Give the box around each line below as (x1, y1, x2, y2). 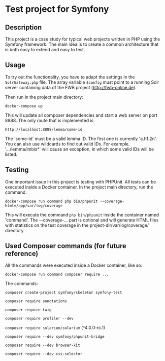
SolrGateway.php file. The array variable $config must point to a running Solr (5, 79, 159, 85)
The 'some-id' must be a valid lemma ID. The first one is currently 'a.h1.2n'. (5, 136, 157, 142)
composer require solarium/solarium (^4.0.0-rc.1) (5, 325, 105, 331)
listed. (5, 151, 18, 157)
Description (5, 23, 42, 32)
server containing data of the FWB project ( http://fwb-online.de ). (5, 84, 137, 90)
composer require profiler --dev (5, 316, 74, 321)
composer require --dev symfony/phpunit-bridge (5, 334, 105, 339)
